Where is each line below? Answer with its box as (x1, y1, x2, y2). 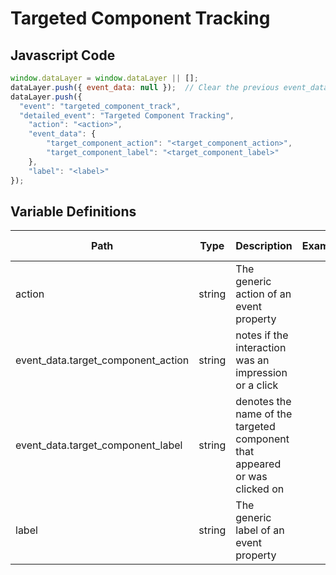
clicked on (235, 482, 285, 496)
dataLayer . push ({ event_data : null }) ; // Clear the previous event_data (10, 82, 329, 92)
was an (235, 353, 270, 367)
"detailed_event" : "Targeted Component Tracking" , (19, 110, 235, 121)
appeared (235, 457, 282, 471)
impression (235, 366, 288, 380)
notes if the (235, 328, 289, 342)
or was (235, 470, 268, 484)
